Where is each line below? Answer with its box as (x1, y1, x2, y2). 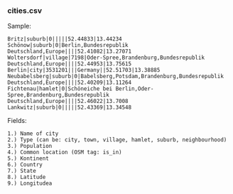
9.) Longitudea (7, 180, 53, 187)
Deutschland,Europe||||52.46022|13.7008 (7, 98, 129, 105)
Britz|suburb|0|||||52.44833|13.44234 (7, 36, 122, 43)
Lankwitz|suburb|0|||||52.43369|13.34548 (7, 104, 132, 112)
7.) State (7, 168, 37, 175)
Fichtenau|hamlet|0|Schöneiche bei (7, 85, 113, 92)
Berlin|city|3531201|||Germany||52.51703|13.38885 (7, 67, 161, 74)
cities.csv (7, 6, 43, 16)
